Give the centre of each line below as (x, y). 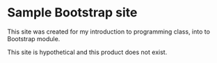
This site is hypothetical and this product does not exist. (87, 52)
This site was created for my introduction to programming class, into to (109, 32)
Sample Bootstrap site (72, 13)
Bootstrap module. (34, 38)
